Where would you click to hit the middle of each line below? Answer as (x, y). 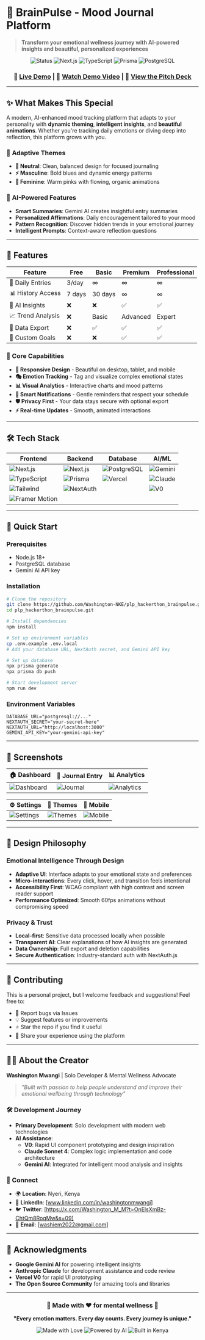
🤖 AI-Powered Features (41, 198)
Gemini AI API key (38, 570)
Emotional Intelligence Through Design (65, 861)
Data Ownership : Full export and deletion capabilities (82, 949)
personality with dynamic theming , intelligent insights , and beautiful (94, 124)
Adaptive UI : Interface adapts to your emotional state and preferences (103, 874)
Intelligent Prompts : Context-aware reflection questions (86, 230)
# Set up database (30, 660)
